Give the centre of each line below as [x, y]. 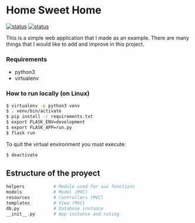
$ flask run [21, 133]
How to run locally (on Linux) [48, 93]
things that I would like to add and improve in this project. [75, 44]
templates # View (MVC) [46, 203]
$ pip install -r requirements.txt [50, 117]
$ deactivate [22, 155]
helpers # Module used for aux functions [70, 187]
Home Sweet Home [54, 10]
